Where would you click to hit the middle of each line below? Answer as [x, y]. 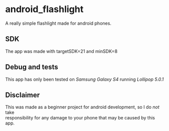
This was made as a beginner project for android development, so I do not [82, 107]
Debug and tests [32, 67]
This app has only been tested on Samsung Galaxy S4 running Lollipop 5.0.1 [85, 79]
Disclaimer [23, 95]
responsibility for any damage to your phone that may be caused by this [80, 118]
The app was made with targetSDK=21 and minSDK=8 [61, 51]
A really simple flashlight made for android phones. [58, 23]
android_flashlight [44, 9]
